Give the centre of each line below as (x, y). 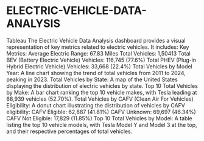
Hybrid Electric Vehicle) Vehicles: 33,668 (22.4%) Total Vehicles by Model (100, 66)
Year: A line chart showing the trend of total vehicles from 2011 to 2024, (96, 73)
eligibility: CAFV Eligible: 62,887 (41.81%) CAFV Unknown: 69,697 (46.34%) (101, 112)
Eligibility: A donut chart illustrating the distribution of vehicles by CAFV (96, 105)
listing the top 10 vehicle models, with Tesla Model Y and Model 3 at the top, (102, 125)
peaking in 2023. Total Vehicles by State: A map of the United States (92, 79)
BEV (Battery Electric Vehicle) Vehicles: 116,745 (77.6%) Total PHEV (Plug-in (101, 60)
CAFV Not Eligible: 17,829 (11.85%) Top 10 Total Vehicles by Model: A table (100, 118)
